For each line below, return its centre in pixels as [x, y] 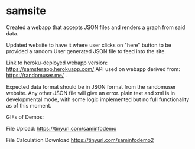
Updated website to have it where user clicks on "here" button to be [89, 45]
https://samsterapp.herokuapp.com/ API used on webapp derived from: [93, 69]
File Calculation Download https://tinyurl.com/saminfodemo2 [80, 140]
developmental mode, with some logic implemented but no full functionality [98, 99]
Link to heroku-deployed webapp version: [57, 63]
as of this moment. [29, 105]
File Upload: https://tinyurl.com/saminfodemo [61, 128]
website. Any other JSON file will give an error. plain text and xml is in [91, 93]
